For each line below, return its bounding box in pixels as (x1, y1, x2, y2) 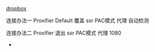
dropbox (6, 5, 27, 12)
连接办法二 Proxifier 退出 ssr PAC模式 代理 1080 (6, 29, 122, 36)
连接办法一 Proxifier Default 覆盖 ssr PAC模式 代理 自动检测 (6, 17, 149, 24)
